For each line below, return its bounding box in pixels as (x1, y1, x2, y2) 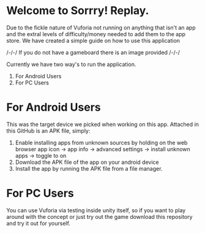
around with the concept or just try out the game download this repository (6, 213, 193, 220)
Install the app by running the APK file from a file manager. (15, 165, 163, 172)
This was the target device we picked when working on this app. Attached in (6, 120, 199, 128)
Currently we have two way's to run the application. (6, 61, 136, 68)
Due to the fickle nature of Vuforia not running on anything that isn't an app (6, 24, 196, 31)
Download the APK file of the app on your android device (15, 158, 159, 166)
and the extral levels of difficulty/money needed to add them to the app (6, 30, 185, 37)
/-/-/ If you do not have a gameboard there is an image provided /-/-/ (6, 48, 181, 56)
